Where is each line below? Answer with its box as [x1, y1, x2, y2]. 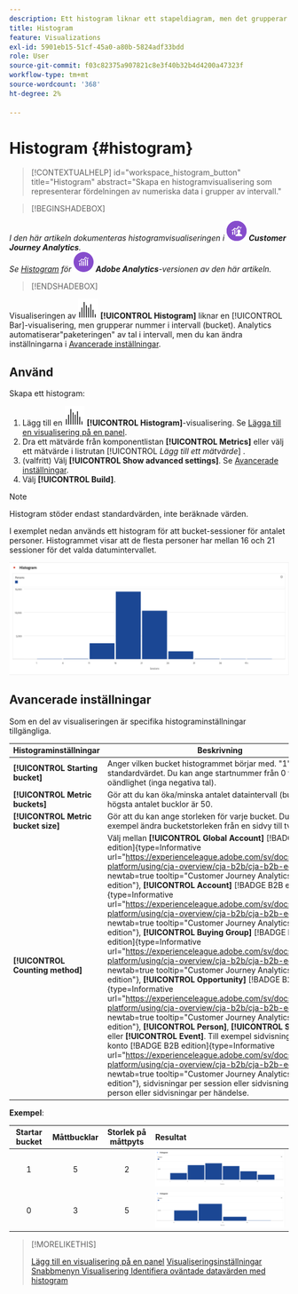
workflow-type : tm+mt [9, 71, 90, 80]
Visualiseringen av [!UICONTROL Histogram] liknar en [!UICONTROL [9, 311, 283, 322]
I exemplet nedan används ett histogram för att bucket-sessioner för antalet [9, 526, 286, 536]
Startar [15, 1127, 43, 1138]
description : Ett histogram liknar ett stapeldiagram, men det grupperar [9, 14, 288, 23]
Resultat [154, 1131, 187, 1142]
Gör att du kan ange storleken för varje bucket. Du [107, 811, 290, 822]
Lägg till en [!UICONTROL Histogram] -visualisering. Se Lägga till [21, 417, 282, 428]
